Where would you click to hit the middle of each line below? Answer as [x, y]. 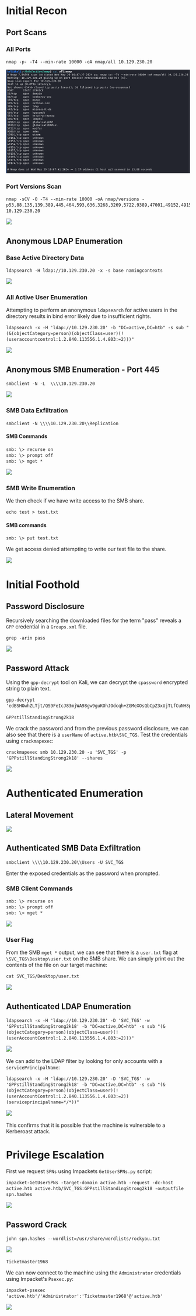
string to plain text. [29, 689]
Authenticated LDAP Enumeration [69, 1006]
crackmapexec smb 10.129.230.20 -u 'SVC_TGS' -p [66, 753]
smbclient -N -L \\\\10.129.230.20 [50, 384]
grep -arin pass [26, 638]
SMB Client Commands [39, 888]
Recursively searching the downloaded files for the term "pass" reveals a [94, 621]
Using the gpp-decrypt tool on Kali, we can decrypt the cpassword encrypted [97, 682]
